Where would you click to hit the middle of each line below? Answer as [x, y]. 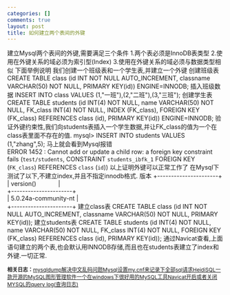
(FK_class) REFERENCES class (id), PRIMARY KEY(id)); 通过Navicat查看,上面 [115, 238]
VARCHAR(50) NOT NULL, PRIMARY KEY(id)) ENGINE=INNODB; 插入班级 [111, 86]
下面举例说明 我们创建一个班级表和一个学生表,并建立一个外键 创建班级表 [117, 70]
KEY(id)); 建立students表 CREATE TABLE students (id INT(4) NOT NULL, [109, 223]
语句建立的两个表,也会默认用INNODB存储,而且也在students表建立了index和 [113, 247]
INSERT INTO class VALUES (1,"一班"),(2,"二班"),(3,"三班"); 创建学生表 [114, 95]
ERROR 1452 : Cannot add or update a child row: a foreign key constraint [110, 152]
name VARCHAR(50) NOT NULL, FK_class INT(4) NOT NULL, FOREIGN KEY [114, 230]
